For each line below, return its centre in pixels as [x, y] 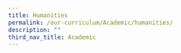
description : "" [34, 30]
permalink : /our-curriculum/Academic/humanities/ [91, 23]
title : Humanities [38, 15]
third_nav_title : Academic [52, 37]
